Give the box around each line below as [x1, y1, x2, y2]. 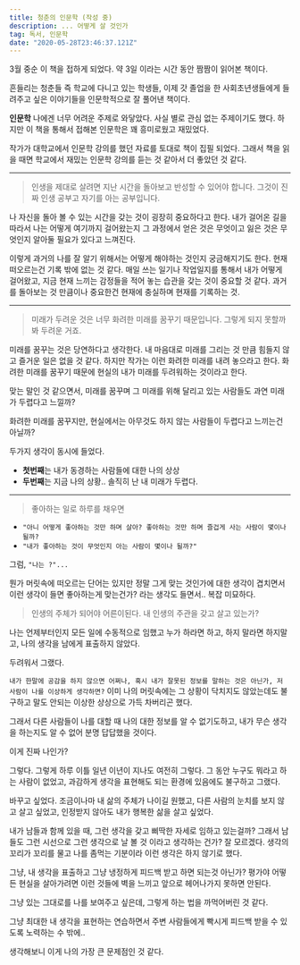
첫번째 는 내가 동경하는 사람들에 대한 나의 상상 [21, 465, 180, 476]
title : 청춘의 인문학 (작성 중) [9, 13, 113, 22]
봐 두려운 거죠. [30, 326, 82, 336]
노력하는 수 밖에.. [25, 927, 86, 938]
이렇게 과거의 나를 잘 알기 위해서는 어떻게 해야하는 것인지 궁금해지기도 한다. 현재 [9, 253, 288, 264]
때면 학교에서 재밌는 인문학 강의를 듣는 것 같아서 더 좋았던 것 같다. [18, 154, 247, 165]
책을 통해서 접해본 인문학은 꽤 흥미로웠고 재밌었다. [35, 124, 210, 135]
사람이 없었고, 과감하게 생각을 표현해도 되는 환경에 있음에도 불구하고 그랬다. [18, 776, 281, 787]
